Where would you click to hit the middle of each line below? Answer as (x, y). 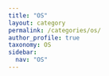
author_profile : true (44, 38)
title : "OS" (28, 15)
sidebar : (23, 52)
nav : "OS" (31, 60)
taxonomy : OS (30, 45)
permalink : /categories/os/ (55, 30)
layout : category (37, 23)
